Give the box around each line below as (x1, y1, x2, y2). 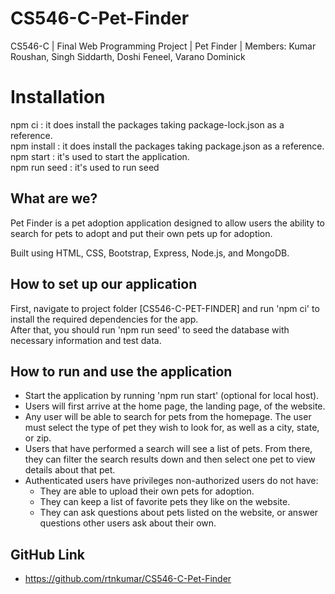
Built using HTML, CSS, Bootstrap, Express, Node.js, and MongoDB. (10, 247, 290, 259)
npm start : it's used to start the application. (10, 150, 190, 162)
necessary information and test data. (10, 334, 162, 346)
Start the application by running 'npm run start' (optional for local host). (24, 390, 320, 402)
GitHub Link (10, 546, 85, 563)
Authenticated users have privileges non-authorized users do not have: (24, 475, 319, 487)
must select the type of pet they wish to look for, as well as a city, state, (24, 422, 320, 434)
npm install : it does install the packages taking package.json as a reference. (10, 140, 325, 152)
